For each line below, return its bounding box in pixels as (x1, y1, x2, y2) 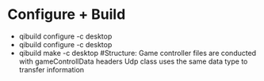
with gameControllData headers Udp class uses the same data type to (18, 57, 248, 66)
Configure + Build (7, 6, 126, 24)
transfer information (18, 64, 85, 74)
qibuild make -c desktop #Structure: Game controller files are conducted (18, 48, 257, 57)
